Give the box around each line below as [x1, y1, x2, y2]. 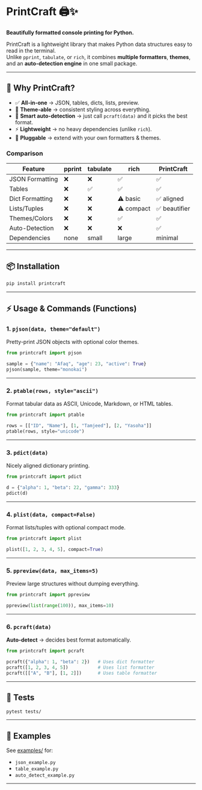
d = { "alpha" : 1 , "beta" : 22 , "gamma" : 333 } [6, 485, 120, 491]
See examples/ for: [6, 747, 53, 754]
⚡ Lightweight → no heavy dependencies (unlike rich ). [14, 125, 152, 133]
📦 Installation [6, 261, 60, 272]
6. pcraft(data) [6, 622, 52, 631]
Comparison [6, 149, 43, 158]
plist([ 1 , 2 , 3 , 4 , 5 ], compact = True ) [6, 547, 103, 553]
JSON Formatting [9, 175, 58, 183]
